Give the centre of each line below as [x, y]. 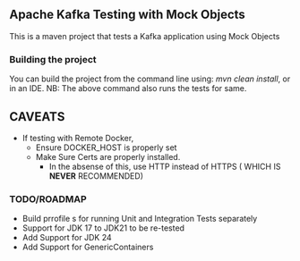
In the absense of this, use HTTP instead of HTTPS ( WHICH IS [165, 166]
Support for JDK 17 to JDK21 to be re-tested [103, 228]
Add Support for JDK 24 [67, 238]
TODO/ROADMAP [48, 198]
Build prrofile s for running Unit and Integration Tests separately [140, 219]
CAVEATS [37, 117]
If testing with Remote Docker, [78, 138]
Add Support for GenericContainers [88, 247]
